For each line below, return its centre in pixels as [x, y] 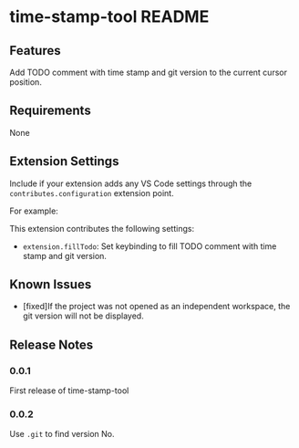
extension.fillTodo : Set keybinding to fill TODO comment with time [149, 246]
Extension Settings [64, 161]
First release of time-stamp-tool [69, 391]
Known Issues [51, 285]
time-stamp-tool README [109, 17]
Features [35, 51]
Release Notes [52, 344]
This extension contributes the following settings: [102, 228]
